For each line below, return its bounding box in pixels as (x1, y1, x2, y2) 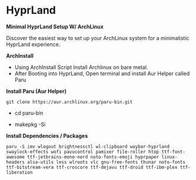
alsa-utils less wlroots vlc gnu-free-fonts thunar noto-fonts (27, 159, 185, 165)
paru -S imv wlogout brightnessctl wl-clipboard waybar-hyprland (6, 143, 170, 149)
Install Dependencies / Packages (6, 132, 88, 139)
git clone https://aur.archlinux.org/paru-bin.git (6, 99, 133, 105)
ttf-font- (161, 149, 185, 155)
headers (6, 159, 25, 165)
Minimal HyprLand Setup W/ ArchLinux (6, 23, 104, 30)
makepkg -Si (14, 120, 46, 127)
